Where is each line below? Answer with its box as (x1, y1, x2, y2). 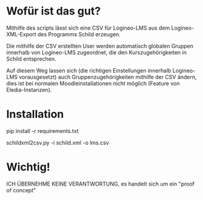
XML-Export (6, 30, 36, 37)
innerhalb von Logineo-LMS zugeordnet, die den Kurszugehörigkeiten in (6, 48, 187, 56)
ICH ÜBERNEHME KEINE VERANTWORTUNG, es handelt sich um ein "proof (6, 180, 195, 187)
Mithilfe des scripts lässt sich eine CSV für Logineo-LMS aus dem (6, 24, 170, 31)
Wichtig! (6, 160, 50, 174)
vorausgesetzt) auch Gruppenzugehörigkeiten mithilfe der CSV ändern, (19, 73, 197, 80)
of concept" (6, 186, 36, 194)
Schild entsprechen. (6, 55, 56, 62)
